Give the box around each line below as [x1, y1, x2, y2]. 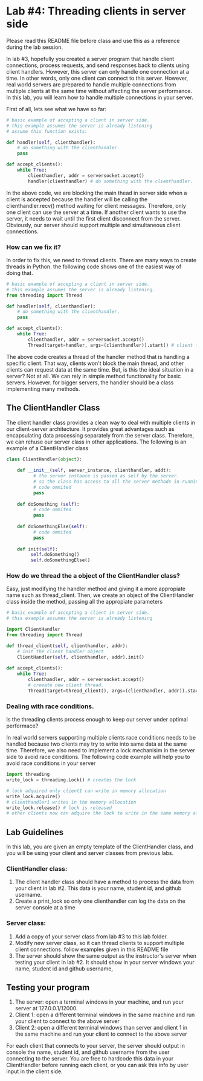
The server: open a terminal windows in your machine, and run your [14, 998, 184, 1005]
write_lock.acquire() [6, 793, 61, 799]
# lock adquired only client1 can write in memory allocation [6, 787, 166, 794]
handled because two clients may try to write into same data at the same [6, 740, 187, 747]
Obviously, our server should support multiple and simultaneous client [6, 221, 181, 228]
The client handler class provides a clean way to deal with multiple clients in [6, 419, 195, 426]
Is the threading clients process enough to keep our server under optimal [6, 716, 188, 723]
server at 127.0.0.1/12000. [14, 1005, 78, 1012]
